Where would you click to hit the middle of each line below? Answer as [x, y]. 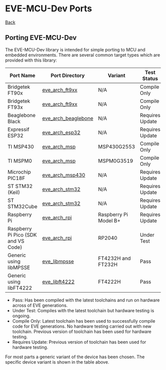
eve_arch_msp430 [64, 175]
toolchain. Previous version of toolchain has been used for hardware [82, 332]
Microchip [19, 172]
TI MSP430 [21, 147]
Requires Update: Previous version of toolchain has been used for [79, 342]
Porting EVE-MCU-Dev [41, 38]
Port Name [22, 75]
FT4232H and [114, 258]
